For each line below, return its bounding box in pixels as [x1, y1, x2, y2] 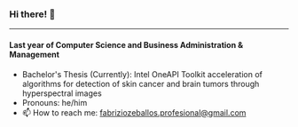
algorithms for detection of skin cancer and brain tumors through [21, 78, 260, 89]
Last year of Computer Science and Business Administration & [9, 39, 244, 50]
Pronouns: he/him [21, 97, 88, 107]
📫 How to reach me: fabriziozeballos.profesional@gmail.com [21, 107, 247, 118]
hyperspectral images [21, 88, 102, 99]
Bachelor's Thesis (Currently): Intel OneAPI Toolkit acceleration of [21, 68, 263, 79]
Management [9, 49, 60, 60]
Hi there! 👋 [9, 8, 56, 20]
